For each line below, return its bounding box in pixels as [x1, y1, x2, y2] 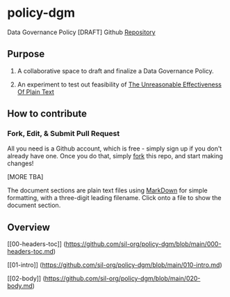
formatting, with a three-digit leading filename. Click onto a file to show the [7, 194, 222, 202]
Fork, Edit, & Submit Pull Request [7, 129, 120, 139]
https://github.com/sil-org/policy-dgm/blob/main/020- [44, 274, 201, 283]
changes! [7, 159, 34, 168]
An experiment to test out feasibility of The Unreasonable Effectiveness [17, 80, 222, 89]
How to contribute [7, 108, 88, 120]
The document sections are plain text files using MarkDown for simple [7, 186, 208, 195]
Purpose [7, 48, 45, 60]
